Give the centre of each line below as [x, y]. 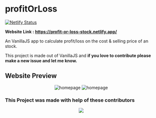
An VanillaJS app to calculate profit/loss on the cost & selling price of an [77, 41]
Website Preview [31, 76]
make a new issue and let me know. [41, 60]
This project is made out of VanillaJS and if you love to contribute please [78, 55]
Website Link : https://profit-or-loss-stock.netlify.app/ [61, 31]
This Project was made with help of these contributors [70, 100]
